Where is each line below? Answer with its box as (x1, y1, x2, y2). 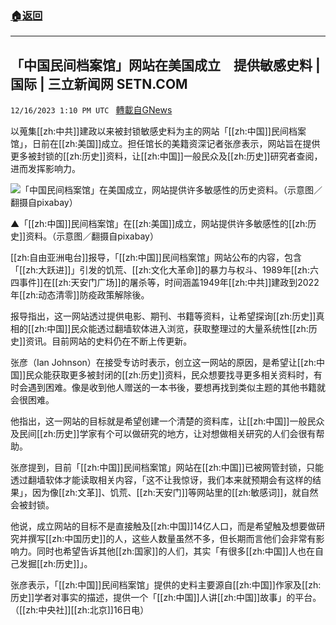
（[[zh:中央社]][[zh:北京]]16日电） (10, 604, 150, 616)
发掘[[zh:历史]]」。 (18, 558, 93, 570)
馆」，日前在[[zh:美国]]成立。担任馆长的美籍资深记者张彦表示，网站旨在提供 (10, 138, 321, 150)
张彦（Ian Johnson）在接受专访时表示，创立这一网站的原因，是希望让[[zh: (10, 357, 317, 369)
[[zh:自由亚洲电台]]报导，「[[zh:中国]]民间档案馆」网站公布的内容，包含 (10, 252, 302, 264)
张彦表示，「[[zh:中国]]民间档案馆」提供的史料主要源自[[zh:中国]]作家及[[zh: (10, 579, 322, 591)
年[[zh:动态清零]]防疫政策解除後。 (10, 289, 150, 301)
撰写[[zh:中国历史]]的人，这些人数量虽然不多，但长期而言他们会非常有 (27, 533, 317, 545)
